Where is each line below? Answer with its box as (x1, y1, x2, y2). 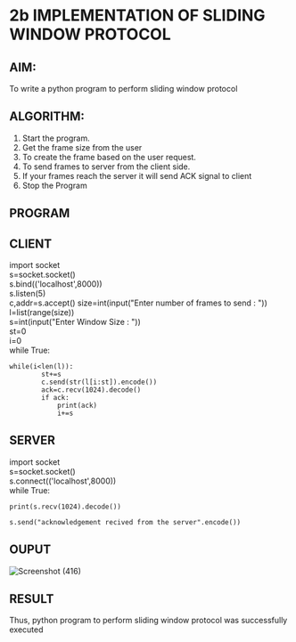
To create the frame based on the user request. (21, 151, 196, 162)
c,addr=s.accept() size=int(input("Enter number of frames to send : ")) (9, 297, 267, 308)
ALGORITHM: (9, 109, 85, 125)
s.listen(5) (9, 288, 46, 299)
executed (9, 624, 44, 635)
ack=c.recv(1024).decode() (41, 386, 142, 394)
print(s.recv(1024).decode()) (9, 502, 122, 511)
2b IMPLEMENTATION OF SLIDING (9, 5, 266, 26)
